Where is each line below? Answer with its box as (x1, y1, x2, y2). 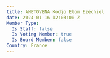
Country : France (6, 43, 47, 49)
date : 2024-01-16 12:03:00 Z (6, 14, 80, 21)
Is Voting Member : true (12, 31, 72, 37)
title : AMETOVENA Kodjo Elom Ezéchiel (6, 8, 105, 15)
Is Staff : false (12, 25, 53, 32)
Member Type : (6, 20, 40, 26)
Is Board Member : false (12, 37, 72, 43)
